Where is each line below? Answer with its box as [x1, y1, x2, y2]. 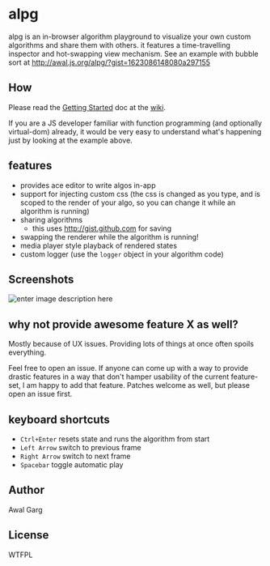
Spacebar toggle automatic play [19, 460, 124, 470]
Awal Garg [8, 504, 43, 514]
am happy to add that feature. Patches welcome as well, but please [26, 381, 251, 390]
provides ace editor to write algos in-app [19, 180, 156, 190]
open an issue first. [8, 389, 73, 399]
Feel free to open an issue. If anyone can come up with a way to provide [8, 364, 249, 373]
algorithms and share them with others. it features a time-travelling [8, 40, 230, 49]
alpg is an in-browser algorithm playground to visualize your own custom [8, 32, 251, 41]
